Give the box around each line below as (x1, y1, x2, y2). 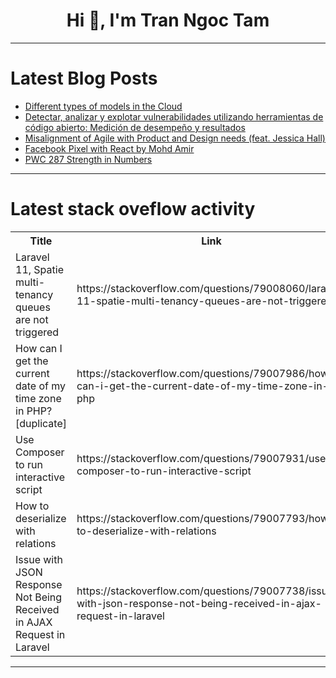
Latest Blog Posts (10, 67, 158, 90)
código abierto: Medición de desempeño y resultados (24, 121, 246, 133)
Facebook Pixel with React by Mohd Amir (24, 142, 195, 154)
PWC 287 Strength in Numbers (24, 153, 153, 165)
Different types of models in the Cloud (24, 100, 183, 112)
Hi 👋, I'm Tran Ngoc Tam (66, 9, 270, 32)
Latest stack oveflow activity (10, 198, 256, 221)
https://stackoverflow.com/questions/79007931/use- (76, 451, 333, 465)
